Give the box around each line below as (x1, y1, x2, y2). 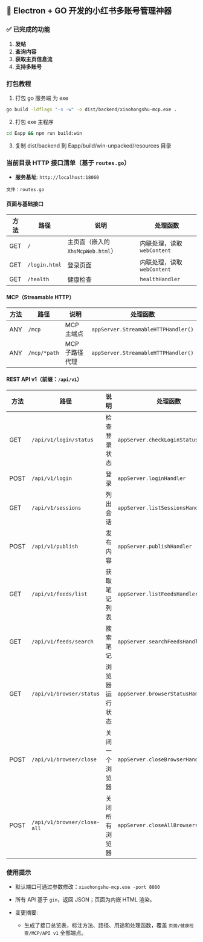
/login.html (27, 262, 62, 268)
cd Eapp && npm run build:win (6, 130, 83, 136)
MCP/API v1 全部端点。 (31, 929, 87, 936)
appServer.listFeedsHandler (117, 590, 198, 597)
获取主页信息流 (14, 55, 53, 62)
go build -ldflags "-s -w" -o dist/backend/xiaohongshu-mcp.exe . (6, 106, 177, 112)
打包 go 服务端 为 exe (14, 94, 68, 102)
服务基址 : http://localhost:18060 (14, 174, 100, 181)
